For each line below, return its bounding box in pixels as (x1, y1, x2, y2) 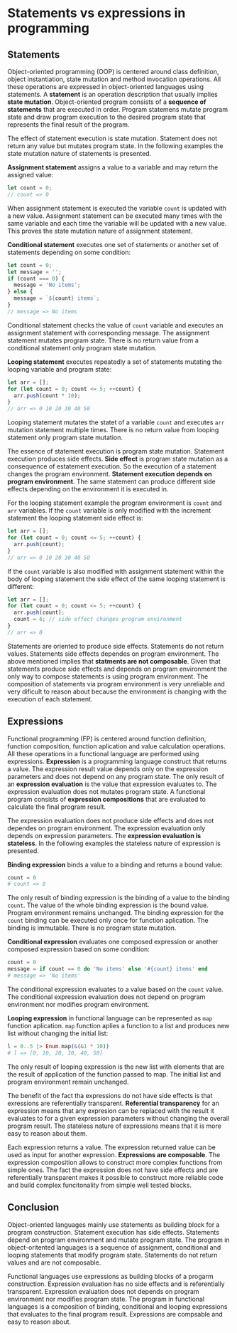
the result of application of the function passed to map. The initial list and (7, 1070, 221, 1078)
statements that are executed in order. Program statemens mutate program (7, 105, 228, 113)
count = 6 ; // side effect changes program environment (13, 616, 182, 623)
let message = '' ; (7, 268, 62, 276)
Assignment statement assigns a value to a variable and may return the (7, 163, 219, 172)
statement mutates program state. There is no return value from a (7, 336, 199, 345)
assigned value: (7, 171, 54, 179)
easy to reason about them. (7, 1129, 88, 1137)
